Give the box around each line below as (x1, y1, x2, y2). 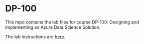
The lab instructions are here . (5, 34, 66, 40)
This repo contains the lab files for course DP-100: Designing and (5, 19, 140, 25)
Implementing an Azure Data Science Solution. (5, 24, 101, 30)
